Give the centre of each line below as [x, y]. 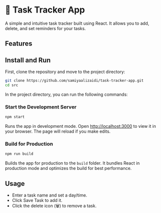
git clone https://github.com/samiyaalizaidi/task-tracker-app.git [74, 81]
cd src [12, 85]
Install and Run [28, 60]
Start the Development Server [41, 107]
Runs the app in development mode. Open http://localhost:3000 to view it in [80, 126]
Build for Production [29, 144]
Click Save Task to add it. [37, 200]
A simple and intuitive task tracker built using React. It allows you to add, [77, 23]
